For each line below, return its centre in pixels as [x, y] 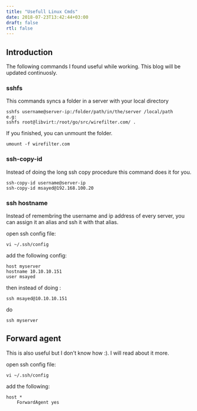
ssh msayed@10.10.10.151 [37, 298]
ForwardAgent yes [38, 402]
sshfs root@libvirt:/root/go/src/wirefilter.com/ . [71, 122]
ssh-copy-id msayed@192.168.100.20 [50, 188]
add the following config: [36, 255]
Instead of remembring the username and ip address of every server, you [96, 216]
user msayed [21, 276]
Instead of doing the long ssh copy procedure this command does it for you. [99, 172]
